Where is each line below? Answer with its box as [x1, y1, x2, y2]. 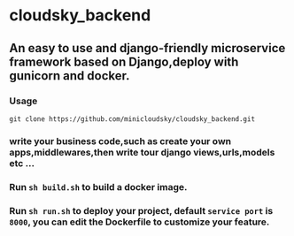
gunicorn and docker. [9, 68, 130, 83]
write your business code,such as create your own [9, 134, 232, 147]
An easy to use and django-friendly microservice [9, 41, 286, 56]
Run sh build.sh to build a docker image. [9, 180, 188, 193]
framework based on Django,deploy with [9, 54, 239, 69]
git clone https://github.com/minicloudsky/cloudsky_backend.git [9, 114, 255, 124]
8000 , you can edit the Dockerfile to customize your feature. [9, 216, 270, 228]
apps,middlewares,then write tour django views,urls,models [9, 146, 275, 158]
